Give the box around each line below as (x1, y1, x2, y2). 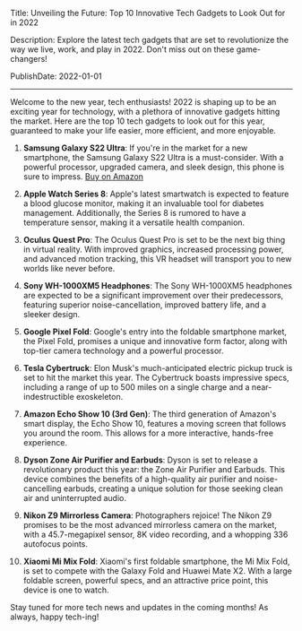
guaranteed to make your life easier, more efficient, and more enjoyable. (10, 125, 277, 135)
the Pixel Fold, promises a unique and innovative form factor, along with (22, 336, 288, 346)
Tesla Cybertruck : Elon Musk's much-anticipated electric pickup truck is (22, 363, 293, 373)
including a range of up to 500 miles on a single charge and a (22, 382, 250, 393)
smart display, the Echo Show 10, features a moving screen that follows (22, 419, 287, 428)
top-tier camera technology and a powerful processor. (22, 345, 224, 356)
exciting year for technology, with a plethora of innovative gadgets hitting (10, 107, 280, 117)
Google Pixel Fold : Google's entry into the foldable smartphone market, (22, 326, 288, 337)
